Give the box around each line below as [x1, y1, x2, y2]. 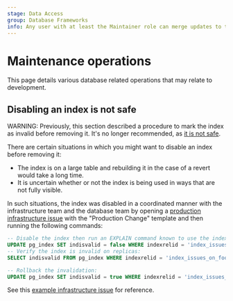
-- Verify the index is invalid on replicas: [7, 247, 141, 254]
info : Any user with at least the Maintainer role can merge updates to [7, 23, 222, 30]
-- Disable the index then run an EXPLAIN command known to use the [7, 235, 209, 242]
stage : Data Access [7, 10, 64, 17]
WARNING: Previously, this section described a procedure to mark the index [7, 122, 224, 131]
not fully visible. [17, 186, 63, 195]
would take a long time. [17, 171, 85, 179]
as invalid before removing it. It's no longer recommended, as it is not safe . [7, 129, 221, 138]
